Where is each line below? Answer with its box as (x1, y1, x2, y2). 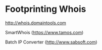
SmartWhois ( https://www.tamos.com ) (5, 29, 84, 35)
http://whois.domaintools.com (5, 20, 66, 26)
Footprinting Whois (5, 3, 86, 15)
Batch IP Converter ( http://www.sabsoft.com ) (5, 39, 98, 45)
